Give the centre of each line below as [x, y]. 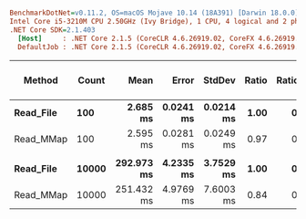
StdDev [220, 80]
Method [41, 80]
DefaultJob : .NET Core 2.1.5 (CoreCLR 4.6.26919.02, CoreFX [136, 47]
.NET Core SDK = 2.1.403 [52, 30]
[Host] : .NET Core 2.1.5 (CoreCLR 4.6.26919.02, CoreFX [136, 38]
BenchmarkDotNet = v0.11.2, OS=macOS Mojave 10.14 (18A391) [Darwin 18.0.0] [154, 13]
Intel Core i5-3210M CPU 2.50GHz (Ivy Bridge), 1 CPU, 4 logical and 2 [148, 21]
